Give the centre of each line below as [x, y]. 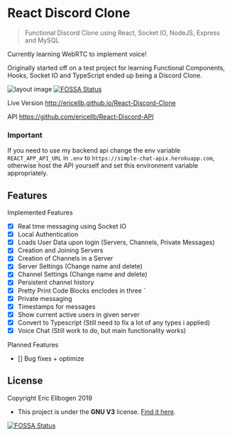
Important [25, 135]
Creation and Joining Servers [60, 251]
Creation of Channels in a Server [65, 258]
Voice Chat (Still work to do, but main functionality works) [102, 330]
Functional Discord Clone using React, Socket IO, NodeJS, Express [122, 33]
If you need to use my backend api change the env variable [94, 151]
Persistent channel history [56, 283]
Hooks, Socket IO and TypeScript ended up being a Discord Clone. [105, 75]
